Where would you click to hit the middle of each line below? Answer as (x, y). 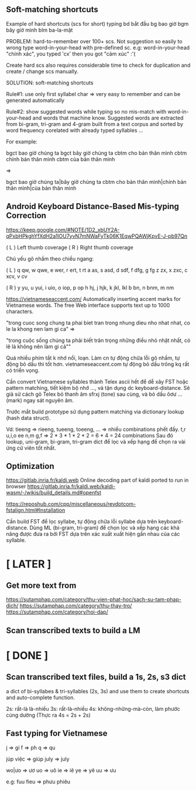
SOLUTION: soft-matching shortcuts (50, 83)
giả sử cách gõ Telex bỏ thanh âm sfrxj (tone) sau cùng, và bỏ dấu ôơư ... (94, 394)
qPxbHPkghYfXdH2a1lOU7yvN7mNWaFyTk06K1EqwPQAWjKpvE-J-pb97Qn (97, 236)
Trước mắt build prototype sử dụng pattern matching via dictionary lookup (95, 412)
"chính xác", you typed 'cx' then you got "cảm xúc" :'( (71, 54)
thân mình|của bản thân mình (41, 188)
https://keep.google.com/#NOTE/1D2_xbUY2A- (63, 230)
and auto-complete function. (40, 697)
